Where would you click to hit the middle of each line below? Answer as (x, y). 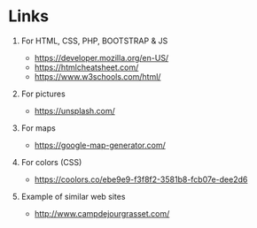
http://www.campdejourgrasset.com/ (102, 213)
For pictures (43, 94)
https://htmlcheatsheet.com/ (86, 67)
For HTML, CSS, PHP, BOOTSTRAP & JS (94, 41)
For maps (39, 128)
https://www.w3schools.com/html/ (97, 76)
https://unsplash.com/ (75, 110)
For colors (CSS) (51, 162)
